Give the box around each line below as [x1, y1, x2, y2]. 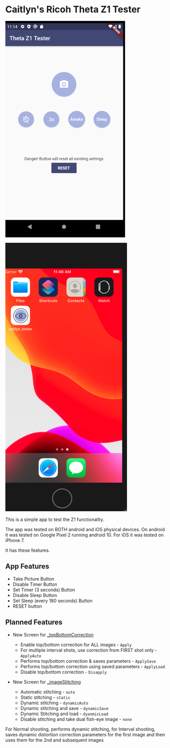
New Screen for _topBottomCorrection [12, 631, 94, 638]
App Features [5, 562, 50, 571]
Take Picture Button [12, 575, 55, 582]
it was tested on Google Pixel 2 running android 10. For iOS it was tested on [5, 532, 164, 538]
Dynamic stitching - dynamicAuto [20, 700, 89, 706]
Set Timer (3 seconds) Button [12, 587, 75, 593]
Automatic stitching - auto [20, 688, 75, 695]
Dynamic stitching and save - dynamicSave [20, 705, 109, 711]
